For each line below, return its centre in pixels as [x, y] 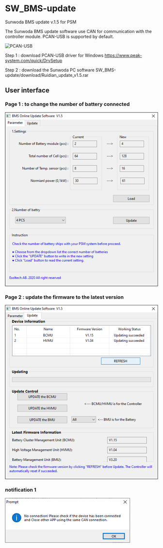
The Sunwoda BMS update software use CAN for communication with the [78, 31]
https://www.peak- [123, 55]
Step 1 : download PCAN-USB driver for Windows [54, 55]
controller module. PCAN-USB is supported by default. [59, 36]
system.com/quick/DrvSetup [34, 60]
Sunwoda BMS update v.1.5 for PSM [41, 22]
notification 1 [21, 490]
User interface [27, 90]
